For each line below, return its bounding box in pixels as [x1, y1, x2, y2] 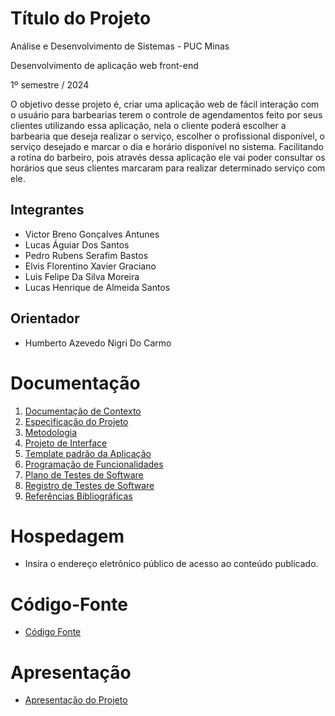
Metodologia [24, 426, 78, 438]
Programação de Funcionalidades [24, 458, 164, 470]
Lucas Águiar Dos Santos [24, 238, 130, 251]
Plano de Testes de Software [24, 468, 144, 481]
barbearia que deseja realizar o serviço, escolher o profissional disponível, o [10, 130, 326, 142]
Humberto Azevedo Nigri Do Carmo [24, 337, 172, 349]
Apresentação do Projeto [24, 694, 128, 706]
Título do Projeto [10, 7, 152, 30]
